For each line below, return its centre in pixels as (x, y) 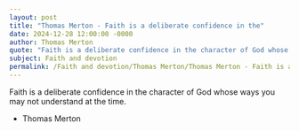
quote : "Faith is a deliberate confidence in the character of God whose (149, 50)
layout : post (33, 17)
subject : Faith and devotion (63, 58)
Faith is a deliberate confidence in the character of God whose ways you (142, 92)
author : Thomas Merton (51, 42)
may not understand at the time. (68, 101)
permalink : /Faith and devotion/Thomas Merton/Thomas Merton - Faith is (147, 67)
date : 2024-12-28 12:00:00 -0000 (71, 34)
